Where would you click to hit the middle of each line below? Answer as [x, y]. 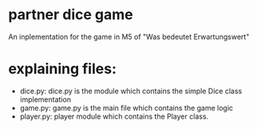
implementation [45, 99]
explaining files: [63, 69]
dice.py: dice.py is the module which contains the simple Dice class [131, 91]
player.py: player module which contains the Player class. [114, 116]
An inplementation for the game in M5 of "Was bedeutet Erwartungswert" [129, 37]
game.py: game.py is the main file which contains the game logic [127, 107]
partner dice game [71, 15]
